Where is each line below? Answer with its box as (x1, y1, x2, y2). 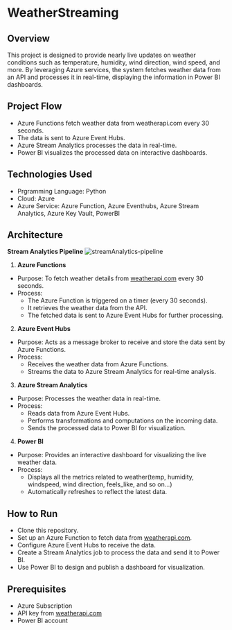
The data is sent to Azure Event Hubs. (17, 133, 126, 142)
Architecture (7, 229, 64, 241)
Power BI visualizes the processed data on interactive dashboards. (17, 148, 208, 157)
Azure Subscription (17, 602, 73, 610)
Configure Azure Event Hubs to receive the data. (17, 541, 156, 550)
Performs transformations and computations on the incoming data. (27, 416, 218, 425)
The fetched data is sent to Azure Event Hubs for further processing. (27, 311, 224, 320)
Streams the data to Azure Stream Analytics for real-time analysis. (27, 368, 217, 376)
